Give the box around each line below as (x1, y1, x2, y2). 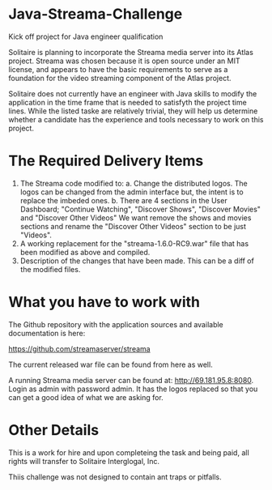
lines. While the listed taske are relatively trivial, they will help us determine (8, 106, 258, 116)
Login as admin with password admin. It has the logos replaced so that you (8, 384, 258, 394)
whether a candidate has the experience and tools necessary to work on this (8, 114, 264, 124)
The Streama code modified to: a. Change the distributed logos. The (19, 178, 249, 188)
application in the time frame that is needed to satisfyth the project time (8, 97, 247, 107)
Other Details (8, 421, 100, 439)
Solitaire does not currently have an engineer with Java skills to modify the (8, 88, 257, 98)
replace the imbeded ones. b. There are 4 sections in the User (19, 195, 228, 205)
